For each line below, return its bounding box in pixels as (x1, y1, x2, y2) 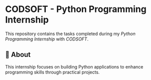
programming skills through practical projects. (5, 69, 100, 75)
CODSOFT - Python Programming (5, 3, 147, 15)
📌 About (5, 50, 31, 59)
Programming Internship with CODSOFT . (5, 36, 89, 42)
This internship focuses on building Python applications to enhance (5, 63, 144, 69)
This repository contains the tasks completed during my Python (5, 30, 136, 36)
